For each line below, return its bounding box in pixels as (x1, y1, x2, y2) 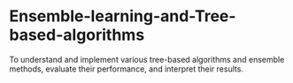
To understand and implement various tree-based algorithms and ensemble (9, 54, 285, 64)
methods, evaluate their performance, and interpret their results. (9, 64, 243, 74)
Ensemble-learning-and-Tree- (9, 6, 236, 26)
